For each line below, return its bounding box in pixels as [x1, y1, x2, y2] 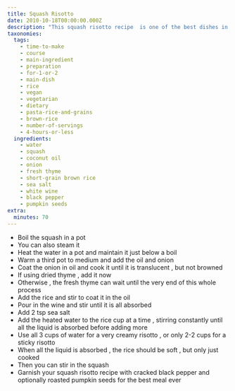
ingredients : [13, 135, 52, 142]
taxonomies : [7, 30, 42, 37]
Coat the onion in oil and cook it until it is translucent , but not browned [17, 263, 223, 272]
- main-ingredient [20, 56, 74, 64]
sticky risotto [17, 338, 56, 347]
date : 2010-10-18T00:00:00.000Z [7, 17, 102, 24]
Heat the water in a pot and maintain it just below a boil [17, 248, 177, 256]
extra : [7, 207, 27, 215]
